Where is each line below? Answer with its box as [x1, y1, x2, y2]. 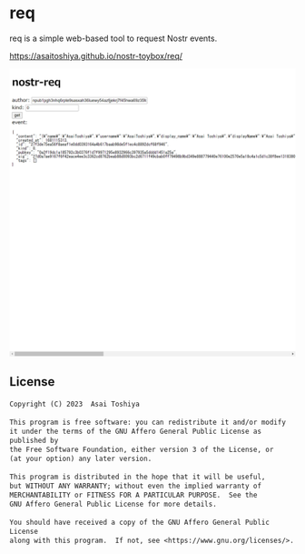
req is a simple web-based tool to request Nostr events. [9, 33, 218, 44]
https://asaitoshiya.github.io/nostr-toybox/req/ [9, 50, 183, 61]
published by [9, 436, 59, 445]
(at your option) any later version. [9, 454, 152, 463]
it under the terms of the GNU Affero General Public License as [9, 427, 261, 436]
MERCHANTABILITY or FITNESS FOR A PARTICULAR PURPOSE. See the [9, 490, 258, 499]
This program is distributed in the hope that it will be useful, [9, 472, 266, 481]
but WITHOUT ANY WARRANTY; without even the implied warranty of [9, 481, 261, 490]
